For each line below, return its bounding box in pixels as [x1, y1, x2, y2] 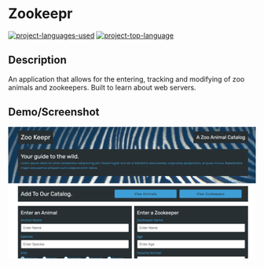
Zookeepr [8, 5, 73, 23]
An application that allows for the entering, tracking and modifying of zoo [8, 74, 245, 83]
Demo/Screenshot [8, 105, 100, 119]
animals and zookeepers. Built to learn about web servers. [8, 82, 196, 92]
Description [8, 53, 67, 67]
